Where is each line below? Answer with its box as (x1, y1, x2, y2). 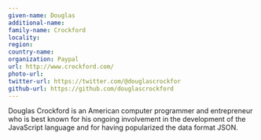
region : (8, 41, 34, 49)
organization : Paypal (8, 56, 79, 64)
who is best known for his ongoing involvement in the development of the (8, 115, 246, 124)
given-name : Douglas (8, 11, 76, 20)
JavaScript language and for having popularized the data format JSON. (8, 123, 238, 132)
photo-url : (8, 70, 44, 78)
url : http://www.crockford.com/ (8, 63, 114, 71)
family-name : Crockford (8, 26, 86, 34)
